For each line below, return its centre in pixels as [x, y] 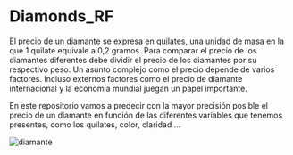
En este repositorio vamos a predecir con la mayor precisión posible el [138, 105]
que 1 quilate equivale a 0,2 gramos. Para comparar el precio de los [133, 50]
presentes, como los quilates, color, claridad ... [95, 124]
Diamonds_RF [62, 16]
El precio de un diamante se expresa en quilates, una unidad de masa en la [146, 41]
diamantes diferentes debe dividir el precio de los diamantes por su [133, 60]
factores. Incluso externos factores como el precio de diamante [126, 78]
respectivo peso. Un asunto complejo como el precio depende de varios [142, 69]
